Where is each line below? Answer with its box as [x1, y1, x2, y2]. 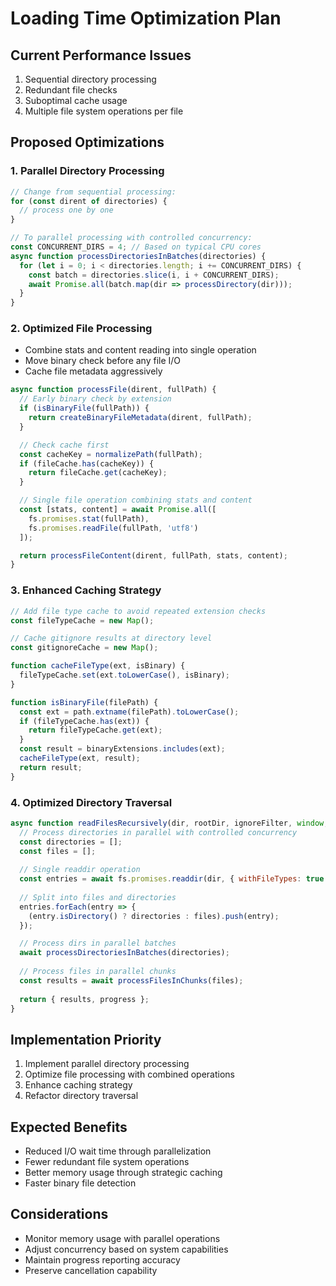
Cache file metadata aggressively [24, 365, 163, 377]
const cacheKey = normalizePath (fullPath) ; [19, 449, 203, 459]
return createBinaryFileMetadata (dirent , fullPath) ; [28, 413, 253, 423]
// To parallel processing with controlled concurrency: [10, 233, 253, 243]
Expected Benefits [10, 1118, 128, 1136]
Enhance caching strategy [24, 1079, 133, 1091]
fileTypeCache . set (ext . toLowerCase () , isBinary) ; [19, 670, 230, 681]
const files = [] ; [19, 846, 97, 856]
